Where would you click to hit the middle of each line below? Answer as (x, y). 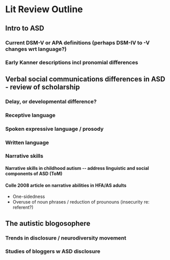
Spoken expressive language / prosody (55, 129)
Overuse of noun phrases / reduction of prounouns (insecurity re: (81, 202)
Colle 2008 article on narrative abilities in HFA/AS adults (66, 185)
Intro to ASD (25, 28)
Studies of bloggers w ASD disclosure (53, 251)
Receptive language (30, 115)
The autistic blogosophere (48, 223)
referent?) (23, 208)
